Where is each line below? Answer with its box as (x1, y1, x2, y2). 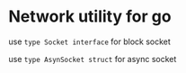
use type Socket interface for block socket (8, 36, 172, 47)
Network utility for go (8, 6, 172, 27)
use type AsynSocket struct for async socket (8, 53, 177, 64)
